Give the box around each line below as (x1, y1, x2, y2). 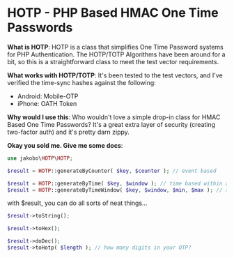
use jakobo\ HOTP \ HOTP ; (7, 155, 73, 162)
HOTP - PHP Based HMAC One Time (7, 5, 219, 21)
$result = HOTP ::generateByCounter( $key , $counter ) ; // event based (7, 167, 217, 174)
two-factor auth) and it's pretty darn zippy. (7, 128, 130, 136)
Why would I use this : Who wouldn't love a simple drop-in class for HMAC (7, 113, 221, 121)
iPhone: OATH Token (17, 99, 77, 107)
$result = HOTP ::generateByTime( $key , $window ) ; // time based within (7, 180, 223, 187)
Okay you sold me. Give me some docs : (7, 141, 123, 149)
